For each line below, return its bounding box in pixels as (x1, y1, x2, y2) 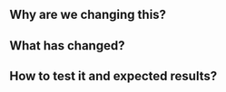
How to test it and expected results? (9, 69, 218, 84)
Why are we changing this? (9, 7, 166, 23)
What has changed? (9, 38, 125, 53)
